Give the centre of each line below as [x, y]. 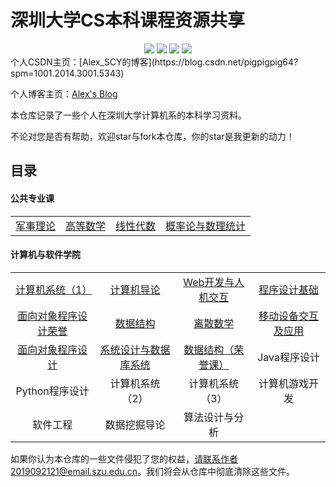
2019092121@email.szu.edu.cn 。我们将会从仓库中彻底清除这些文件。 [153, 471]
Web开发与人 [214, 282]
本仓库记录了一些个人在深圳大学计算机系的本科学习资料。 [128, 115]
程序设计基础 [289, 289]
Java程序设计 [288, 357]
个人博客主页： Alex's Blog [64, 93]
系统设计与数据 [135, 349]
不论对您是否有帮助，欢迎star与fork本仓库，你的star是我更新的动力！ [152, 136]
